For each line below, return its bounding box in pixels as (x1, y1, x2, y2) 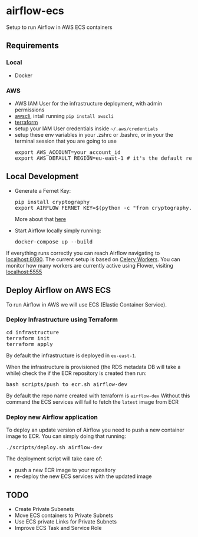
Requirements (6, 41, 59, 51)
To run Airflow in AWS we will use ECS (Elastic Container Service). (6, 301, 167, 308)
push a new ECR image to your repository (14, 467, 116, 474)
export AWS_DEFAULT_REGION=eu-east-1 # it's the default (14, 154, 183, 162)
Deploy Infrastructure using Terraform (6, 315, 118, 324)
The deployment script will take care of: (6, 455, 103, 462)
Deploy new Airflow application (6, 413, 98, 421)
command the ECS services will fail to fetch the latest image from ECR (6, 398, 179, 405)
